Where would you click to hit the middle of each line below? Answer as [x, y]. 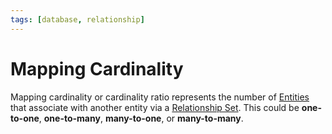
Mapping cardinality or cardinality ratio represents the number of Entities [160, 97]
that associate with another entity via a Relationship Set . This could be [155, 107]
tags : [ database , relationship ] [77, 19]
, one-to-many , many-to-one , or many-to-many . [141, 118]
